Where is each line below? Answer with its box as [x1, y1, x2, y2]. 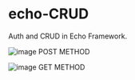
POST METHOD [38, 46, 90, 56]
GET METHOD [38, 62, 85, 72]
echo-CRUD [8, 5, 89, 23]
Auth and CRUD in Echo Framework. [8, 31, 128, 41]
